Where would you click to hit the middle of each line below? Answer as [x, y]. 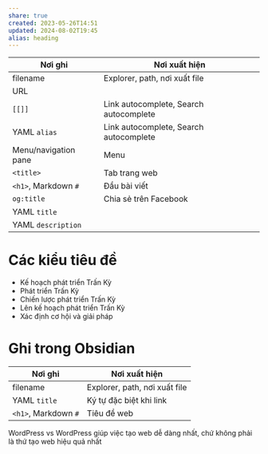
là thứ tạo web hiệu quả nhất [55, 442]
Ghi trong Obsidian [72, 349]
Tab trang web [130, 173]
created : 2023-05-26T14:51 [53, 23]
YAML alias [35, 132]
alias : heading [33, 38]
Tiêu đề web [110, 413]
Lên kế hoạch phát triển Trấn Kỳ [72, 308]
